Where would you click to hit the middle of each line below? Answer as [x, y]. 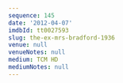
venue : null [28, 45]
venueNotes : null [37, 52]
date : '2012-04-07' [40, 23]
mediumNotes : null [38, 67]
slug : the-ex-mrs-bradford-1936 [61, 38]
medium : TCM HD [33, 60]
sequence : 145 [32, 15]
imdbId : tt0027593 [38, 30]
